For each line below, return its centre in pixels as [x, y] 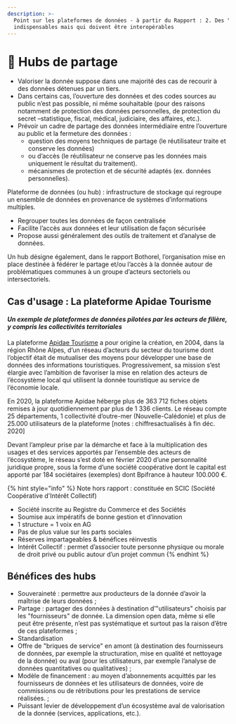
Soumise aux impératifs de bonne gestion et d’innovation [100, 517]
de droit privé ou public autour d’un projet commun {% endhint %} [113, 554]
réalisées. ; [33, 698]
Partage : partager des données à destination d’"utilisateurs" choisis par [122, 608]
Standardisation [40, 638]
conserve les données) [61, 149]
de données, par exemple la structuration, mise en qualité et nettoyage [120, 653]
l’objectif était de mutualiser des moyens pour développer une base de [110, 357]
